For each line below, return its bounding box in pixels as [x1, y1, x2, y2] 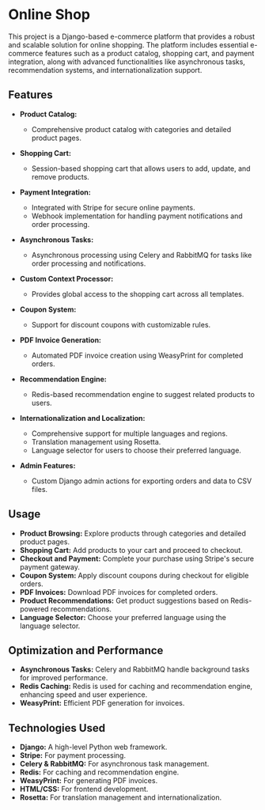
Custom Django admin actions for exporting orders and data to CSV [31, 476, 252, 486]
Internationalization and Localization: [19, 413, 146, 422]
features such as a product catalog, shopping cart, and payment [44, 48, 255, 58]
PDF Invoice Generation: [19, 335, 101, 345]
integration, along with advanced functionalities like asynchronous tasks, [8, 57, 245, 66]
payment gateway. [19, 562, 81, 571]
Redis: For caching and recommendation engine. [19, 767, 180, 777]
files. [31, 484, 48, 494]
